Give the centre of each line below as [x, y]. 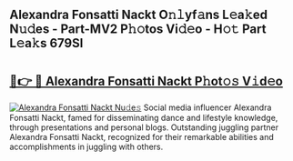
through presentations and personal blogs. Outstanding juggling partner [144, 127]
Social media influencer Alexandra [207, 107]
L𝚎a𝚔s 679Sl [46, 43]
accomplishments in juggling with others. [86, 146]
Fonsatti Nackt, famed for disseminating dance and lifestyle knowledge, [144, 118]
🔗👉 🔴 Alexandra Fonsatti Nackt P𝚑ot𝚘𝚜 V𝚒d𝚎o [146, 81]
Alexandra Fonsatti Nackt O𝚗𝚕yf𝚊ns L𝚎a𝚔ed [139, 15]
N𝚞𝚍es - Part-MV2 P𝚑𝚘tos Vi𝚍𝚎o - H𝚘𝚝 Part [138, 30]
